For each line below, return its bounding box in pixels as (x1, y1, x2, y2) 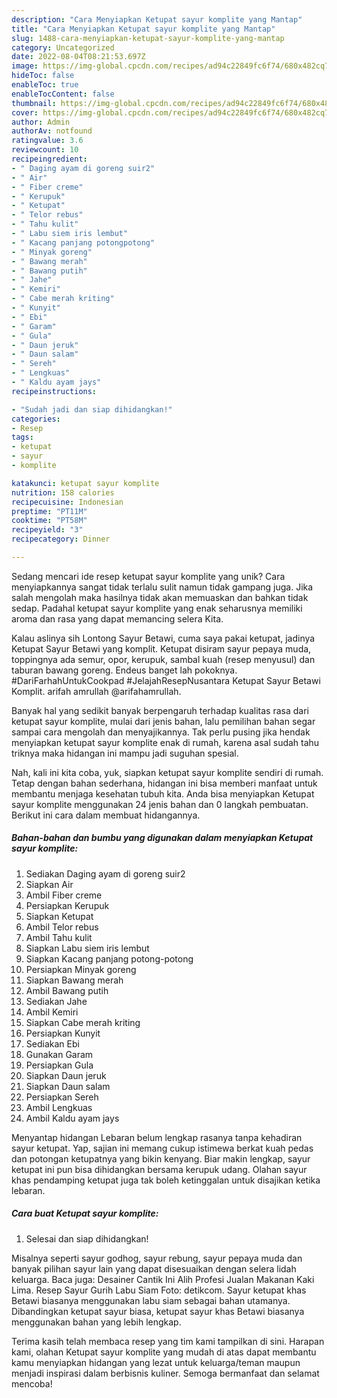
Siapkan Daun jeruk (25, 1069, 107, 1081)
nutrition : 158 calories (11, 487, 115, 498)
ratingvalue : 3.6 (11, 136, 84, 146)
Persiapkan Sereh (25, 1091, 99, 1103)
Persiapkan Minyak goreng (25, 963, 137, 975)
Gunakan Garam (25, 1048, 94, 1060)
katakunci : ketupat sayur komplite (11, 478, 160, 488)
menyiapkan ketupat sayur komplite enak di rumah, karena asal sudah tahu (11, 736, 320, 748)
